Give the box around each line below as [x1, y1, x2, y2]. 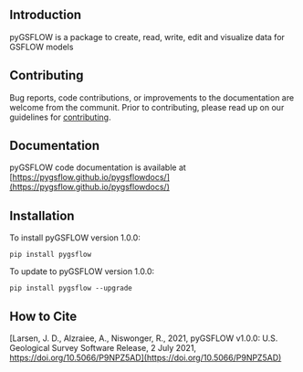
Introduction [9, 7, 82, 23]
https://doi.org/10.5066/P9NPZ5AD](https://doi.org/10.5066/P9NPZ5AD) [9, 352, 282, 364]
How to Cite [9, 308, 78, 324]
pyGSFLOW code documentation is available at [9, 162, 187, 173]
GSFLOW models [9, 41, 74, 52]
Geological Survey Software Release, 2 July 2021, [9, 343, 197, 354]
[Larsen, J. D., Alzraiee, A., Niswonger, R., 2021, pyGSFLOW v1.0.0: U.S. [9, 333, 278, 344]
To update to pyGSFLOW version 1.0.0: [9, 266, 155, 277]
